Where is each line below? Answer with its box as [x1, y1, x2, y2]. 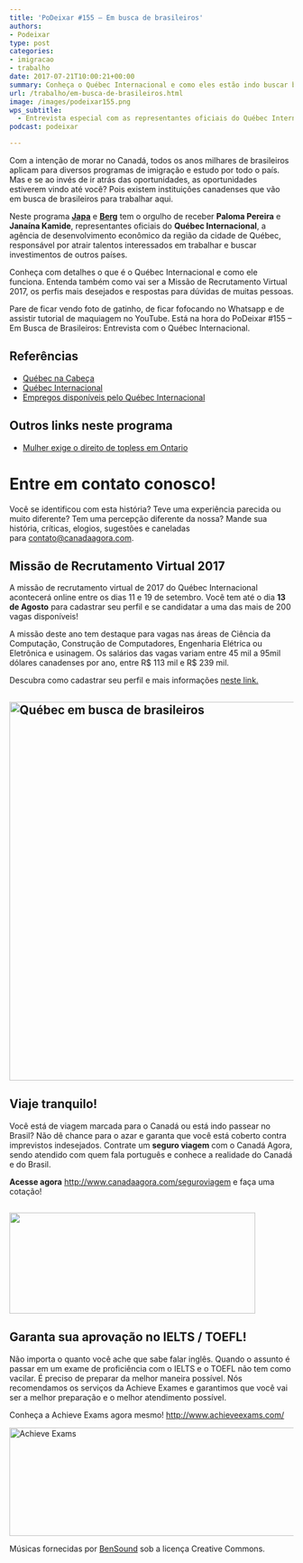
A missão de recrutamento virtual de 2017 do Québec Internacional [9, 582, 259, 593]
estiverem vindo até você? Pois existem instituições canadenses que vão [9, 184, 280, 194]
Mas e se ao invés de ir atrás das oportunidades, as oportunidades [9, 174, 258, 185]
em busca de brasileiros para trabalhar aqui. [9, 193, 174, 204]
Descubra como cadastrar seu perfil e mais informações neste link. [9, 675, 259, 686]
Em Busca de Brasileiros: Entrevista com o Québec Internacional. [9, 322, 251, 333]
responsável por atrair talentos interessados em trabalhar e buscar [9, 240, 257, 250]
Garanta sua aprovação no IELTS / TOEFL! [9, 1329, 247, 1345]
